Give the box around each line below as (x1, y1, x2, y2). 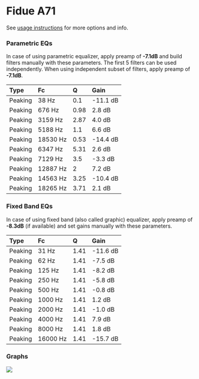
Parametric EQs (6, 39, 53, 47)
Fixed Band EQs (6, 202, 53, 211)
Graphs (6, 353, 28, 361)
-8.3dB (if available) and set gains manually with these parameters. (6, 222, 173, 229)
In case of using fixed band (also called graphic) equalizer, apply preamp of (6, 216, 193, 223)
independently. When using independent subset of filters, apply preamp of (6, 65, 191, 73)
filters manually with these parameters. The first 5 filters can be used (6, 59, 177, 67)
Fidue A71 (6, 4, 56, 18)
